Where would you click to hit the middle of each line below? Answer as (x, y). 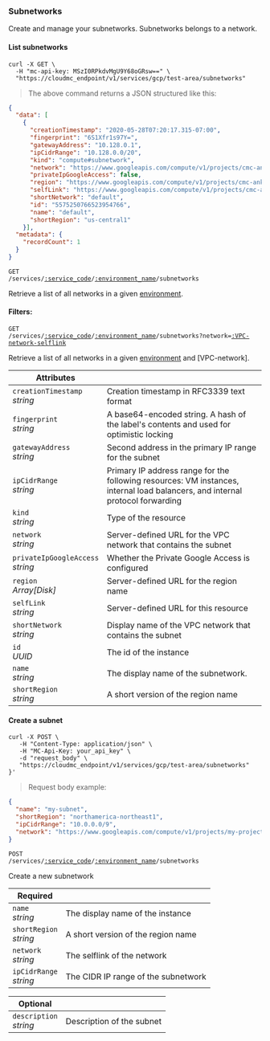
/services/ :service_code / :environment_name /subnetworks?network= (120, 336)
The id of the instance (148, 652)
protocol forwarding (144, 501)
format (119, 402)
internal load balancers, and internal (174, 491)
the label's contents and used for (169, 425)
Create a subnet (35, 720)
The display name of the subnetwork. (177, 674)
